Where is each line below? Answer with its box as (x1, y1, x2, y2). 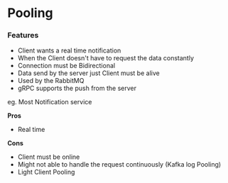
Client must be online (17, 152, 80, 161)
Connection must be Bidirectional (17, 62, 116, 70)
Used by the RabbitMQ (17, 77, 85, 85)
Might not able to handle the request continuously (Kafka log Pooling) (17, 160, 222, 169)
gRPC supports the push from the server (17, 84, 137, 93)
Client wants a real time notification (17, 46, 121, 55)
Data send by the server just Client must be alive (17, 69, 160, 77)
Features (7, 30, 39, 40)
